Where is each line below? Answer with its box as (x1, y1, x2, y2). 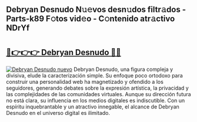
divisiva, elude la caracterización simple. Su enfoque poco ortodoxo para (6, 72, 183, 79)
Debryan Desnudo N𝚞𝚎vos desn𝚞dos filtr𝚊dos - (6, 5, 186, 15)
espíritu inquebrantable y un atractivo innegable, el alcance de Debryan (6, 103, 179, 110)
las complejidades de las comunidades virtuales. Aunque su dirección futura (6, 91, 191, 97)
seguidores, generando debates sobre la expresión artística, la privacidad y (6, 84, 189, 91)
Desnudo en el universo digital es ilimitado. (6, 110, 111, 116)
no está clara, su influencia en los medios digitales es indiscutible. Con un (6, 97, 185, 104)
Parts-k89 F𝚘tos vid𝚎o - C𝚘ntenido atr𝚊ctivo (6, 14, 175, 24)
